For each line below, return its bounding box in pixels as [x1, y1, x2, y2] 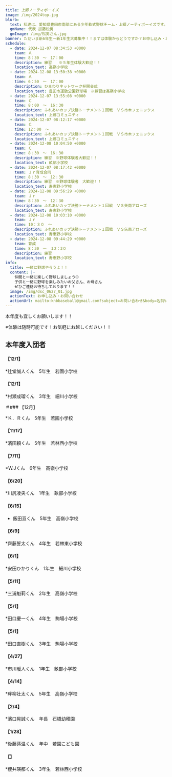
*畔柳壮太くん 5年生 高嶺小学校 [5, 691, 78, 697]
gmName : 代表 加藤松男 [10, 27, 54, 32]
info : [5, 260, 17, 266]
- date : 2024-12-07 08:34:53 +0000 [10, 46, 86, 51]
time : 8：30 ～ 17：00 [14, 55, 64, 61]
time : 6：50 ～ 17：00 [14, 79, 64, 84]
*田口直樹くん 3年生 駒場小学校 [5, 641, 78, 647]
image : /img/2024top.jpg [5, 12, 58, 17]
